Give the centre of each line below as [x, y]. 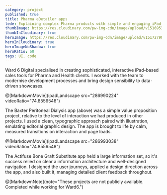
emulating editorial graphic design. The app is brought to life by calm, [76, 126]
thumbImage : [17, 28]
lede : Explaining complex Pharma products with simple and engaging [78, 24]
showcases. [31, 86]
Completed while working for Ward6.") [44, 187]
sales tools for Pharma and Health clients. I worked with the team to [74, 76]
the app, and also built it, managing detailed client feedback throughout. [79, 172]
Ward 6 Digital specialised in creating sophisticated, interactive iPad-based [82, 70]
